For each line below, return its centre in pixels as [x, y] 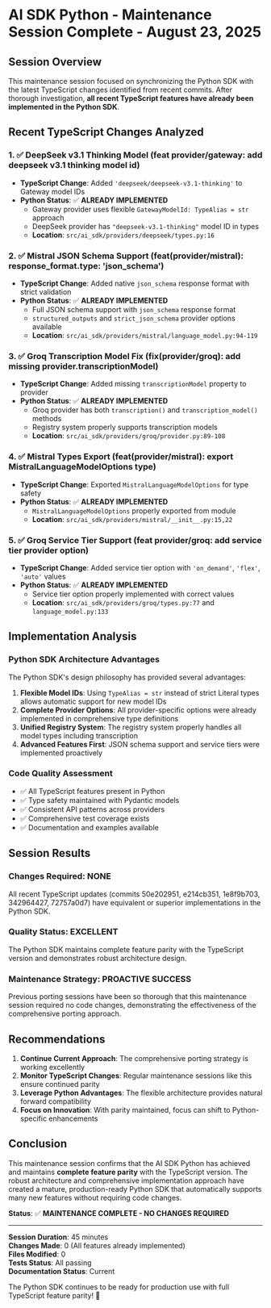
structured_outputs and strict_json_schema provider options [133, 318]
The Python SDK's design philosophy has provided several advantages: [127, 677]
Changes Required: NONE [60, 876]
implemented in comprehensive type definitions [99, 718]
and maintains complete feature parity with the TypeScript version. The [128, 1172]
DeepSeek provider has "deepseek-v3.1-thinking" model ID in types [146, 226]
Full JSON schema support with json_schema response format [134, 309]
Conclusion [38, 1144]
